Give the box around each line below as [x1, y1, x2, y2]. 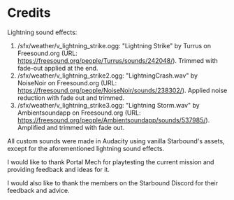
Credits [7, 5, 51, 21]
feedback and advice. [7, 186, 70, 194]
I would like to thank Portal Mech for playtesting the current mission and [7, 157, 214, 166]
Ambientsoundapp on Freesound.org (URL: [17, 108, 141, 117]
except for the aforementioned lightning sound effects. [7, 144, 165, 152]
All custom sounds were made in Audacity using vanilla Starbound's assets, [7, 136, 225, 145]
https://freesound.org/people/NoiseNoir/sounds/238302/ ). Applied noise [17, 86, 228, 94]
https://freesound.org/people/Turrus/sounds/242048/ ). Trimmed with [17, 56, 218, 64]
